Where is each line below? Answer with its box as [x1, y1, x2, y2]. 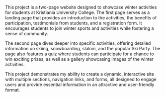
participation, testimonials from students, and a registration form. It [5, 20, 143, 26]
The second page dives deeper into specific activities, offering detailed [5, 40, 151, 46]
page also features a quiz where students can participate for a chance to [5, 51, 154, 57]
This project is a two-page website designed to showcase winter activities [5, 4, 157, 10]
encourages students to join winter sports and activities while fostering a [5, 25, 154, 31]
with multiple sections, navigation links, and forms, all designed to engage [5, 77, 157, 82]
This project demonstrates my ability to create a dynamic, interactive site [5, 71, 154, 77]
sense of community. [5, 31, 48, 36]
